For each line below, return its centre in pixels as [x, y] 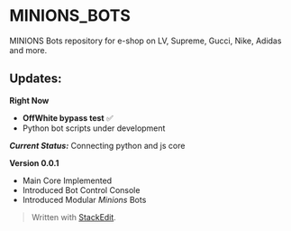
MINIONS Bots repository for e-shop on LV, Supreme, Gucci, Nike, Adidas [145, 41]
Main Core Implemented [67, 180]
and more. [28, 50]
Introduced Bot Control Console [81, 189]
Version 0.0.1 [34, 162]
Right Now [29, 100]
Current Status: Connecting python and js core [97, 145]
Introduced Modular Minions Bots [84, 199]
